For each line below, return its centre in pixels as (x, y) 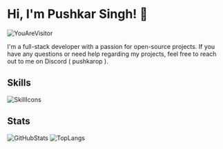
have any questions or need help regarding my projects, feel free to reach (112, 54)
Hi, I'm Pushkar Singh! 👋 (78, 14)
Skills (19, 83)
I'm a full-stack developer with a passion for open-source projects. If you (111, 46)
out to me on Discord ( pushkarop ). (58, 61)
